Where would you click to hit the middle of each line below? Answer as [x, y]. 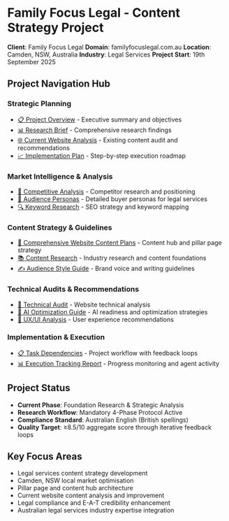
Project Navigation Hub [59, 84]
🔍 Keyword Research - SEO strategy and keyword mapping [103, 207]
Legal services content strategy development [82, 474]
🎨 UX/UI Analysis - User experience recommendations [96, 319]
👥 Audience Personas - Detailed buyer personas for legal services [112, 199]
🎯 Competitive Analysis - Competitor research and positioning [106, 191]
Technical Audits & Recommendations [73, 289]
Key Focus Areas [45, 456]
